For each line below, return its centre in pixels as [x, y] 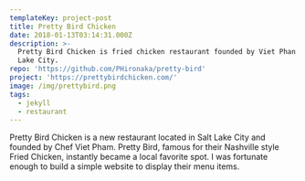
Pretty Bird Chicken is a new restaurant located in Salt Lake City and [138, 137]
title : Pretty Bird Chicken [63, 27]
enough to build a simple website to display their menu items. [125, 166]
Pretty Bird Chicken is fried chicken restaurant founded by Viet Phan [157, 52]
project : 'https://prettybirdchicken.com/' [94, 78]
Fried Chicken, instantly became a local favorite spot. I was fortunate [139, 157]
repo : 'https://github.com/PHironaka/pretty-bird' [108, 69]
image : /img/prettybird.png [63, 86]
